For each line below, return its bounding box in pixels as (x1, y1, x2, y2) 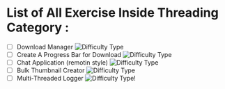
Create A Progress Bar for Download (16, 51, 122, 58)
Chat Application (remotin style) (16, 58, 109, 67)
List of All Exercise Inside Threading (6, 5, 219, 21)
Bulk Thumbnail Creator (16, 66, 85, 74)
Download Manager (16, 42, 74, 51)
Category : (6, 19, 70, 35)
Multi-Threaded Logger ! (16, 74, 137, 83)
